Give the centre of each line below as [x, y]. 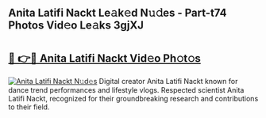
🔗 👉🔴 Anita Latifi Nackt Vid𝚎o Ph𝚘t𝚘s [104, 58]
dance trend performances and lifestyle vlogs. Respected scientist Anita [126, 90]
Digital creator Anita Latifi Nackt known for [168, 81]
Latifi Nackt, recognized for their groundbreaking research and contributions [133, 99]
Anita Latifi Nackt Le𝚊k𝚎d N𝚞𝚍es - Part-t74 [118, 13]
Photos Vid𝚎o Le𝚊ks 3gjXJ [76, 26]
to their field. [29, 107]
